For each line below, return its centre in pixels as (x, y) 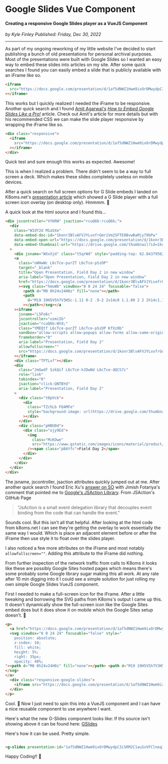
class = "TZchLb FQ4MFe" (51, 407)
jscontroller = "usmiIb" (42, 319)
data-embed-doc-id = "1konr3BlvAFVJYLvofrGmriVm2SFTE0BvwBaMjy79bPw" (86, 235)
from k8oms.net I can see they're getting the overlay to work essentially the (83, 528)
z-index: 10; (28, 643)
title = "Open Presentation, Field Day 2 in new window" (77, 273)
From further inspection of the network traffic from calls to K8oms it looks (81, 563)
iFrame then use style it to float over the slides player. (60, 538)
